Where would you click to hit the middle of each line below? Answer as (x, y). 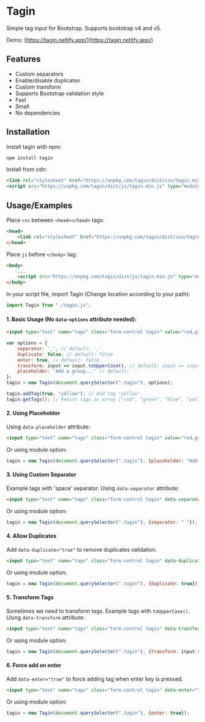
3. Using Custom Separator (41, 475)
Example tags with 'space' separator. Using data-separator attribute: (93, 488)
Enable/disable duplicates (48, 80)
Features (23, 59)
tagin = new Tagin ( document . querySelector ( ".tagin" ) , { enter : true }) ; (98, 713)
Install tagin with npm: (34, 146)
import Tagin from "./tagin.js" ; (49, 305)
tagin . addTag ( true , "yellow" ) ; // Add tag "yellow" (73, 394)
